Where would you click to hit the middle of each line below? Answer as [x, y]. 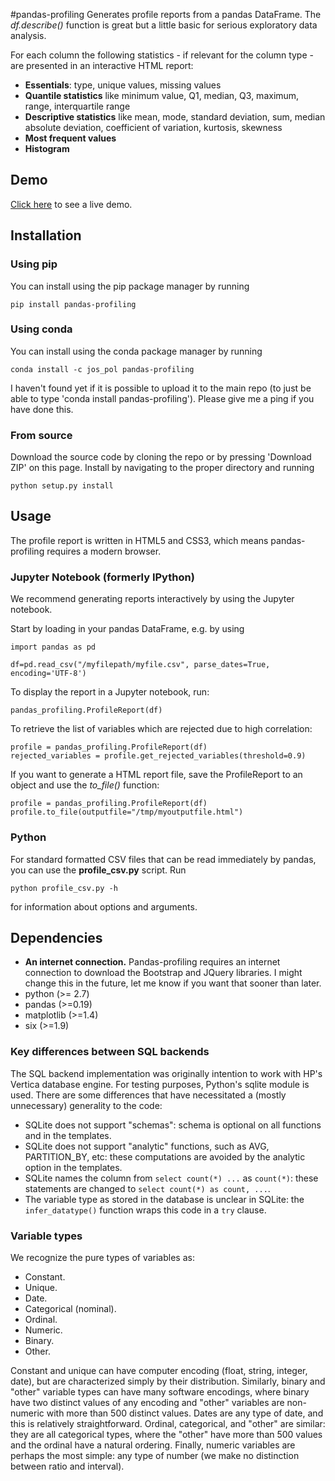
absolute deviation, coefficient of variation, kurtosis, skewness [153, 127]
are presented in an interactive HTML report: [102, 65]
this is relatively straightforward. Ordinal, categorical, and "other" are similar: [168, 1423]
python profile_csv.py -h [64, 888]
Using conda [41, 329]
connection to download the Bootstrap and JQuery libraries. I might [163, 973]
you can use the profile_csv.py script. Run [98, 870]
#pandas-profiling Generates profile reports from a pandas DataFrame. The [166, 14]
